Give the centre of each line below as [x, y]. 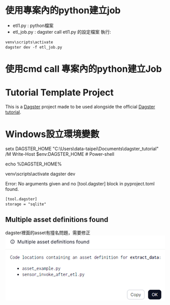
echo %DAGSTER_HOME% [33, 164]
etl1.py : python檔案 [33, 25]
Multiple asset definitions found [57, 220]
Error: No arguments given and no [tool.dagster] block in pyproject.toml [80, 184]
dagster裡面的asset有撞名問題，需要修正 [48, 233]
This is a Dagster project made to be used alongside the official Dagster [80, 107]
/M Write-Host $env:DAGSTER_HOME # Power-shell [60, 154]
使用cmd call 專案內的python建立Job [84, 69]
